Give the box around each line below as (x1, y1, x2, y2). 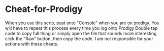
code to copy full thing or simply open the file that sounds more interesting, (5, 30, 158, 36)
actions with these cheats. (5, 41, 59, 47)
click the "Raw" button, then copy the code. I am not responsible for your (5, 36, 154, 42)
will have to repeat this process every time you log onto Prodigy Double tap (5, 25, 158, 31)
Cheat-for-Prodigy (5, 3, 83, 15)
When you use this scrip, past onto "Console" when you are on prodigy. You (5, 20, 160, 26)
